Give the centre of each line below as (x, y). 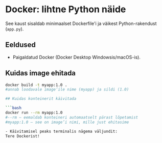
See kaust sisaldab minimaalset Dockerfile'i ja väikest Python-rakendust (81, 23)
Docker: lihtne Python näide (66, 9)
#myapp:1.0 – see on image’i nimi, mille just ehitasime (67, 122)
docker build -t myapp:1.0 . (36, 85)
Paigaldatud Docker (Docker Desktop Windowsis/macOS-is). (76, 57)
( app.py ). (15, 28)
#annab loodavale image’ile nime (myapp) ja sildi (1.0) (67, 90)
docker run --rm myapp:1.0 (34, 113)
